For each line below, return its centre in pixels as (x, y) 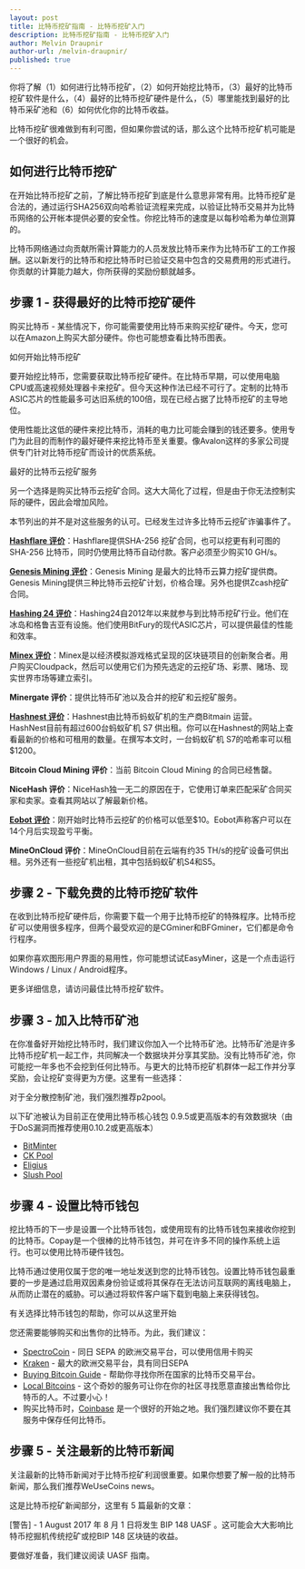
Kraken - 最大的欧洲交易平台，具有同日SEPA (105, 1363)
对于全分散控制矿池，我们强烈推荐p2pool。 (90, 1097)
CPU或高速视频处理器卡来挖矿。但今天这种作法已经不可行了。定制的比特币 (149, 387)
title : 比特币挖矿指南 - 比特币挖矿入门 (77, 26)
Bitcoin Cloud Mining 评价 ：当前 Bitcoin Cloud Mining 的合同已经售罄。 (143, 770)
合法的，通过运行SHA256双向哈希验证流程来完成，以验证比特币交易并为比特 (152, 206)
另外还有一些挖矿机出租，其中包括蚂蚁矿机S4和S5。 (123, 861)
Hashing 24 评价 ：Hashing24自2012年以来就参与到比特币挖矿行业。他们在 (149, 613)
